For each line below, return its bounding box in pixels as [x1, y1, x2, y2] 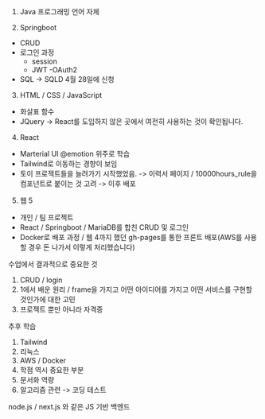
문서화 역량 [19, 375, 55, 384]
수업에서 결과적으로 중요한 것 [8, 259, 98, 269]
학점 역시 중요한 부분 [19, 365, 84, 374]
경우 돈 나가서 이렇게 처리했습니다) [28, 242, 135, 252]
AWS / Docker [19, 356, 66, 365]
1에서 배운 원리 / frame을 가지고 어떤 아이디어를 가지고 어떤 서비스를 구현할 [19, 285, 253, 294]
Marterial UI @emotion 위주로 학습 [19, 149, 130, 158]
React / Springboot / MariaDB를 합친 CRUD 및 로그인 [19, 223, 189, 232]
